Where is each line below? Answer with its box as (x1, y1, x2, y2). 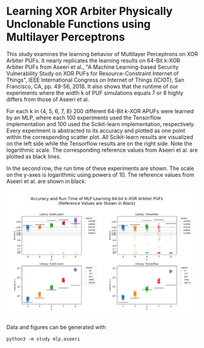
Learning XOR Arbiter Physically (6, 4, 173, 18)
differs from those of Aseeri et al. (6, 96, 90, 103)
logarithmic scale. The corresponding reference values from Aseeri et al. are (6, 146, 198, 154)
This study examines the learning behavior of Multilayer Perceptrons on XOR (6, 50, 199, 57)
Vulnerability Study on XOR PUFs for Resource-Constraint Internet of (6, 69, 179, 77)
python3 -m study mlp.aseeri (6, 336, 80, 343)
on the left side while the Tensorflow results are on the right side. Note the (6, 140, 193, 147)
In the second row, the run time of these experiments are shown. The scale (6, 165, 194, 172)
